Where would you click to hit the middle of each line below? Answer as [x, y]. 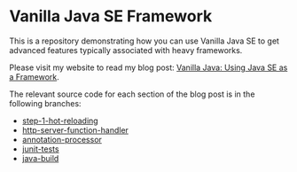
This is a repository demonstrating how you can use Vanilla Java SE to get [144, 41]
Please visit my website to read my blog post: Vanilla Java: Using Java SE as [148, 67]
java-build [40, 158]
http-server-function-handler [75, 129]
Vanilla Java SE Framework [111, 16]
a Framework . [34, 76]
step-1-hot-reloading [60, 121]
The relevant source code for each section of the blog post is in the [132, 94]
